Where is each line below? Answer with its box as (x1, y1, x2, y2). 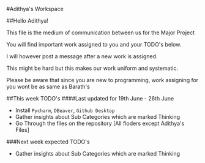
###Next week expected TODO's (6, 138, 90, 145)
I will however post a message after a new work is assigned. (6, 53, 158, 60)
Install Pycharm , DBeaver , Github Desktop (15, 107, 115, 114)
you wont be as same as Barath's (6, 83, 90, 90)
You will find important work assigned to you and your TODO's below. (6, 41, 182, 48)
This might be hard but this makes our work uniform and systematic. (6, 64, 179, 72)
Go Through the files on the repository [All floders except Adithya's (15, 119, 185, 127)
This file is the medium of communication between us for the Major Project (6, 29, 195, 36)
